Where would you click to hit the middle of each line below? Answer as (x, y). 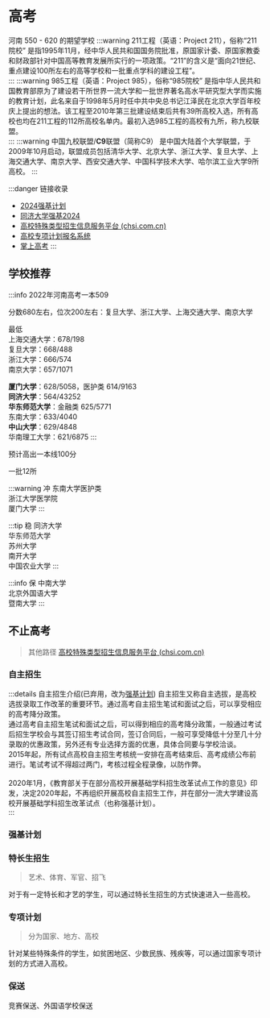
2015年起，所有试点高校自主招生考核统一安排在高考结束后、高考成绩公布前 (133, 754)
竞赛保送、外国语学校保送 (51, 1005)
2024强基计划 (43, 206)
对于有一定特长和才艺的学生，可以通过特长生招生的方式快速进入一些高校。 (131, 895)
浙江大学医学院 (33, 498)
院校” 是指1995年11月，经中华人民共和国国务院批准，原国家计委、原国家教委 (134, 50)
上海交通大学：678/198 (47, 339)
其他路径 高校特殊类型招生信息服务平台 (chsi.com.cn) (116, 652)
